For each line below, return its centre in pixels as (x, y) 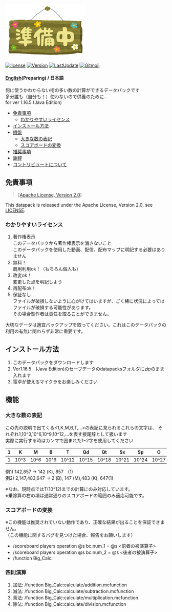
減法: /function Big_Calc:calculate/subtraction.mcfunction (73, 591)
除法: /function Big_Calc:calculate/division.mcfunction (69, 604)
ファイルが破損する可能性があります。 (53, 308)
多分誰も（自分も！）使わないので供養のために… (57, 97)
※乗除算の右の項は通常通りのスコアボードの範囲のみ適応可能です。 (76, 496)
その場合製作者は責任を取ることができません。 (62, 314)
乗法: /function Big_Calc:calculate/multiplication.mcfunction (75, 598)
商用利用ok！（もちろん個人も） (47, 269)
